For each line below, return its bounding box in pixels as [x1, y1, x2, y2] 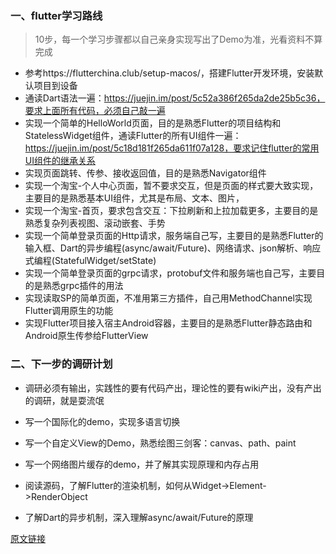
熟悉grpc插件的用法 [42, 280, 124, 292]
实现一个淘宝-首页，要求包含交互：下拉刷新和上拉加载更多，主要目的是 [24, 205, 319, 217]
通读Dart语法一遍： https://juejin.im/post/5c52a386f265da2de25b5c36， [24, 92, 326, 104]
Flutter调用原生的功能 [24, 305, 114, 317]
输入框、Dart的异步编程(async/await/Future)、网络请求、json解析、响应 [24, 242, 322, 254]
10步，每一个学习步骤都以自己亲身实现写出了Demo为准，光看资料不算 [34, 33, 323, 46]
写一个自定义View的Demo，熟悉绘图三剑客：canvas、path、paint [24, 437, 297, 449]
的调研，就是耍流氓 [24, 394, 105, 406]
